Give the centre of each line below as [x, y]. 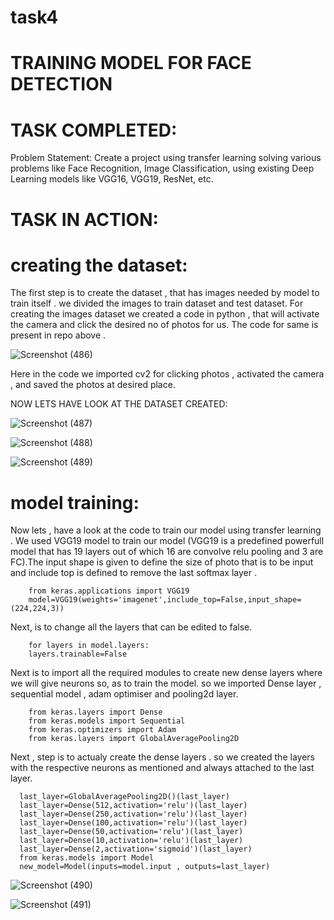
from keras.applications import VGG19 [109, 591]
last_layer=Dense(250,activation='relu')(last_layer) [133, 814]
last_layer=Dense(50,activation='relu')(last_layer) [131, 832]
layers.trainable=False [78, 654]
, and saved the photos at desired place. [93, 385]
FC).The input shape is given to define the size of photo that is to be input [162, 562]
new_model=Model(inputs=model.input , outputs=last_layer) [145, 867]
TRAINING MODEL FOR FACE [131, 63]
